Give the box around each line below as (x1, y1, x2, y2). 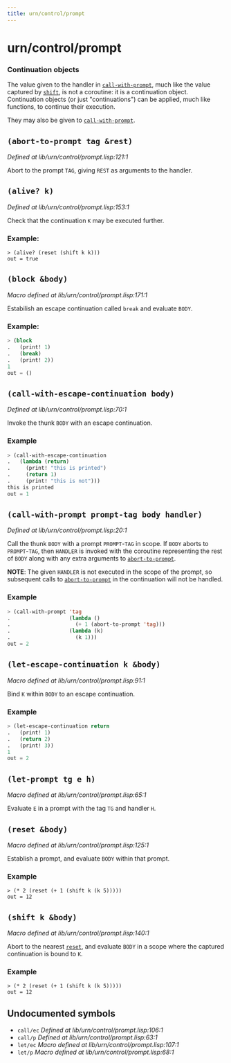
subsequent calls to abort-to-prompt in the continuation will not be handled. (7, 575, 223, 583)
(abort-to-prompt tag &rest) (7, 136, 133, 146)
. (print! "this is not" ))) (7, 477, 100, 484)
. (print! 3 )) (7, 742, 54, 749)
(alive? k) (7, 186, 54, 196)
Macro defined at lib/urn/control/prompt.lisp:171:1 (7, 290, 147, 299)
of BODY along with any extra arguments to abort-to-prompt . (7, 554, 176, 563)
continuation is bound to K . (7, 950, 83, 958)
